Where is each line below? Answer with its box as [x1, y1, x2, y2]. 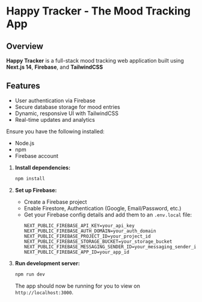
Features [6, 81, 40, 91]
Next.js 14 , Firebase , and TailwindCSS [6, 63, 103, 71]
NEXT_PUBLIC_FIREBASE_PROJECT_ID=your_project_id [23, 233, 151, 239]
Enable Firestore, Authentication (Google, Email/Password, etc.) [23, 204, 182, 212]
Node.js [14, 139, 35, 146]
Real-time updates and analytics [14, 116, 95, 123]
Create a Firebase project [23, 198, 87, 206]
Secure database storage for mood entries [14, 103, 120, 110]
